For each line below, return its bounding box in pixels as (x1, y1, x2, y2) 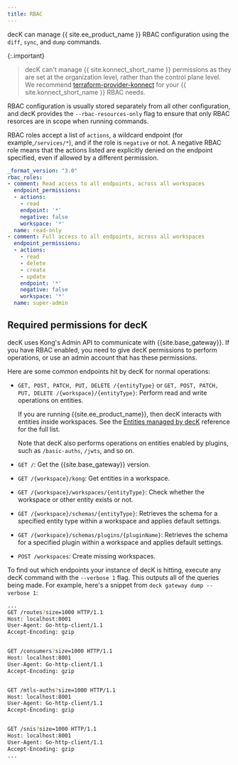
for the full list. (17, 425, 60, 433)
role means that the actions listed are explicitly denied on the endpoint (7, 145, 213, 154)
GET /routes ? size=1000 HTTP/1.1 (7, 608, 103, 616)
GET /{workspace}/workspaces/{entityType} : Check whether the (17, 487, 205, 496)
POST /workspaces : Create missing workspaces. (17, 551, 156, 560)
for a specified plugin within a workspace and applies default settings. (17, 538, 224, 546)
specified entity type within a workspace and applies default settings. (17, 516, 222, 525)
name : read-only (13, 227, 62, 234)
